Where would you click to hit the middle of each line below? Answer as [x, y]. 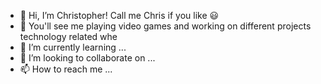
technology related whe [68, 36]
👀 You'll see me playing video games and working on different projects [165, 26]
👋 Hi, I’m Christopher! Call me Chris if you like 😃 [119, 15]
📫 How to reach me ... [66, 69]
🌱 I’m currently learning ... [73, 47]
